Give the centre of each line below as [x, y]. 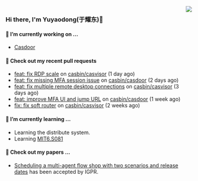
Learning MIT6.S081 [38, 138]
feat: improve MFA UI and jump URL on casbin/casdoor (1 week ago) [97, 99]
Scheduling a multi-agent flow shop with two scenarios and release [96, 165]
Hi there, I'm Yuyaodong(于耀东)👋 [55, 19]
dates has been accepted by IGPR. [56, 172]
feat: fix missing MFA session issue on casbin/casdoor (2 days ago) [96, 80]
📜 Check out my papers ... [38, 152]
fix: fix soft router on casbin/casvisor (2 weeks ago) [77, 106]
